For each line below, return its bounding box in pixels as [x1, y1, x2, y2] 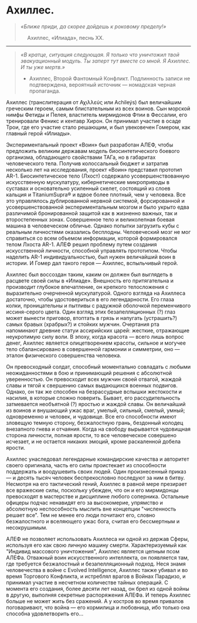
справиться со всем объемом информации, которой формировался [6, 234, 178, 241]
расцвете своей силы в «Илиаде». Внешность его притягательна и [6, 277, 174, 284]
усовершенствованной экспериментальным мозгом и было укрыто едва [6, 203, 189, 210]
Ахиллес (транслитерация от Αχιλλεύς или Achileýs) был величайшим [6, 98, 182, 105]
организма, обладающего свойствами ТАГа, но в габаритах [6, 154, 156, 161]
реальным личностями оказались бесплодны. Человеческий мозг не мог [6, 228, 191, 235]
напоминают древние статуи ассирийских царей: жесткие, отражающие [6, 326, 189, 334]
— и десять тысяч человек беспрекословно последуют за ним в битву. [6, 474, 185, 481]
